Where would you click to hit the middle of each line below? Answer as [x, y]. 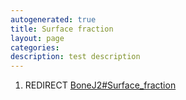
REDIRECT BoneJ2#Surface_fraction [100, 85]
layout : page [37, 38]
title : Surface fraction [62, 29]
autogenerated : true [53, 19]
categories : [35, 47]
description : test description [75, 57]
